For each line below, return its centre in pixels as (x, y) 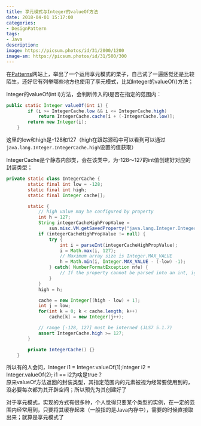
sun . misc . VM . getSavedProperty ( (88, 228)
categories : (21, 23)
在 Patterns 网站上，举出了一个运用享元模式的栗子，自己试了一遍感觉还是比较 (100, 74)
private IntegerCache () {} (61, 350)
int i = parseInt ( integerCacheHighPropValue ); (119, 245)
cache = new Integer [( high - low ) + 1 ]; (89, 300)
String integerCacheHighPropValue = (84, 223)
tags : (13, 34)
